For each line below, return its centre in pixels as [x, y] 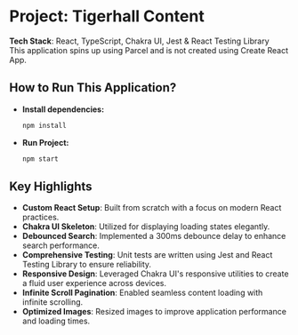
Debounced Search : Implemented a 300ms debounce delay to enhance [154, 236]
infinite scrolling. [52, 302]
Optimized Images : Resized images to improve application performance [154, 312]
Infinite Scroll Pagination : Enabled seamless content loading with [142, 293]
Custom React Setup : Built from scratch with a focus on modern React [152, 208]
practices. [40, 217]
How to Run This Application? [93, 88]
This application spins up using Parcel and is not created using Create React [149, 50]
